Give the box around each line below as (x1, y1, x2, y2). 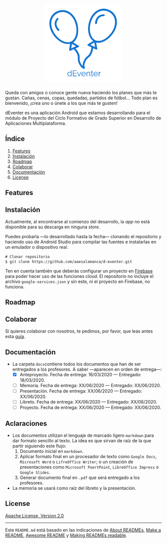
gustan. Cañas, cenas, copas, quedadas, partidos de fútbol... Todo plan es (5, 95, 158, 101)
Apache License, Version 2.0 (5, 513, 64, 519)
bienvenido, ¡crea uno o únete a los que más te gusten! (5, 100, 118, 106)
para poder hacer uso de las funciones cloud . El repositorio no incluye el (5, 273, 154, 279)
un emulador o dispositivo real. (5, 244, 69, 250)
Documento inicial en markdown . (19, 448, 83, 454)
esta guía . (5, 334, 26, 339)
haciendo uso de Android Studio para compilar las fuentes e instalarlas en (5, 239, 157, 245)
